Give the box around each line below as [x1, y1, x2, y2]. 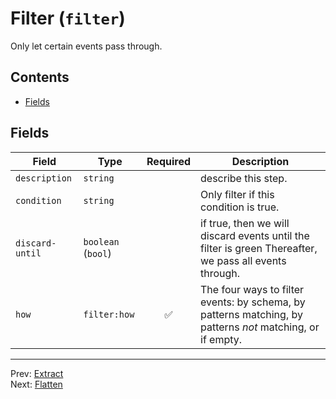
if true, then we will [200, 216, 290, 230]
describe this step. [200, 171, 288, 185]
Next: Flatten [10, 378, 63, 390]
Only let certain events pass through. [10, 40, 163, 52]
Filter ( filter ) [10, 7, 126, 30]
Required [146, 154, 192, 168]
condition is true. [200, 200, 280, 214]
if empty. [200, 332, 243, 346]
